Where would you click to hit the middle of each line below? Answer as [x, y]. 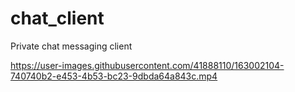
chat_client [57, 18]
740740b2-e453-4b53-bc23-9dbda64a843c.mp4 [114, 76]
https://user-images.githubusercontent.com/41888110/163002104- [147, 65]
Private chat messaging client [71, 46]
